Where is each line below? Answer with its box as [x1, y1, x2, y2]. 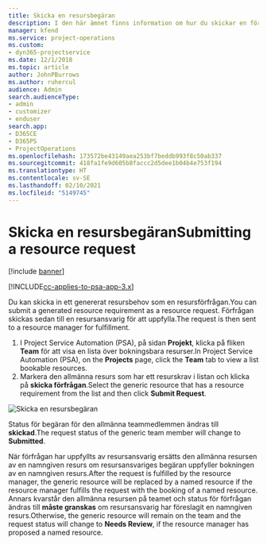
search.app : [8, 122, 48, 130]
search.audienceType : [8, 93, 80, 101]
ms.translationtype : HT [8, 167, 87, 175]
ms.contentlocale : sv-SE [8, 174, 91, 183]
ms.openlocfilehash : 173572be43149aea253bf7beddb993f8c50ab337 [8, 152, 222, 160]
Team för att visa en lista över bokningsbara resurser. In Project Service [19, 346, 253, 356]
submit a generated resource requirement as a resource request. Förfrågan [8, 305, 254, 315]
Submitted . [8, 436, 46, 446]
